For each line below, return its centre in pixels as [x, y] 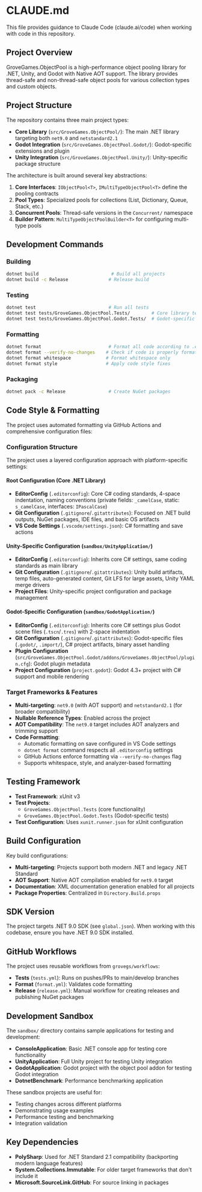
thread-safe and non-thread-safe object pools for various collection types [98, 80]
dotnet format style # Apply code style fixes [88, 363]
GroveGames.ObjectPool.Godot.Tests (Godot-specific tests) [96, 816]
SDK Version [30, 911]
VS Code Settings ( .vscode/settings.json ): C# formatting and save [99, 526]
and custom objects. [32, 86]
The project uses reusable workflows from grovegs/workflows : [83, 966]
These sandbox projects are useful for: [54, 1092]
